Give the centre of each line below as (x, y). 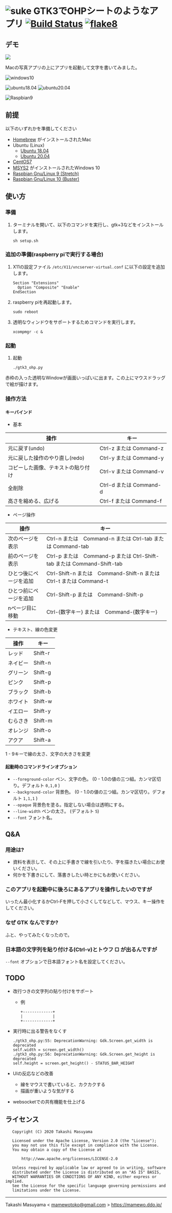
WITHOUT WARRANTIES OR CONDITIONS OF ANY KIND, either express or (84, 1176)
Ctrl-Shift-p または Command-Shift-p (95, 595)
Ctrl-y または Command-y (132, 458)
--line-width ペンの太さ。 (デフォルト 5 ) (56, 811)
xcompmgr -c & (28, 332)
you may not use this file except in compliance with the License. (85, 1145)
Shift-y (42, 711)
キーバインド (19, 412)
